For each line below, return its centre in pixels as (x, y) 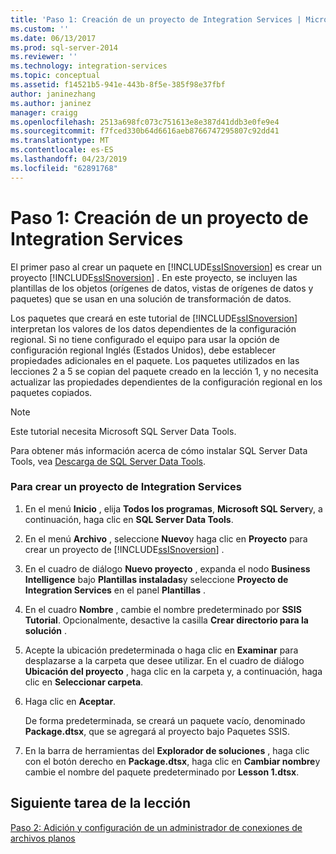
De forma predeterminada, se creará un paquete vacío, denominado (165, 720)
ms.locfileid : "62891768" (64, 168)
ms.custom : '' (40, 29)
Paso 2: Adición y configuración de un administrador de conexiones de (156, 827)
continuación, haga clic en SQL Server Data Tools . (129, 519)
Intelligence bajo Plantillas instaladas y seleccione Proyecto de (156, 579)
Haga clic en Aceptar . (70, 701)
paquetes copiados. (51, 392)
